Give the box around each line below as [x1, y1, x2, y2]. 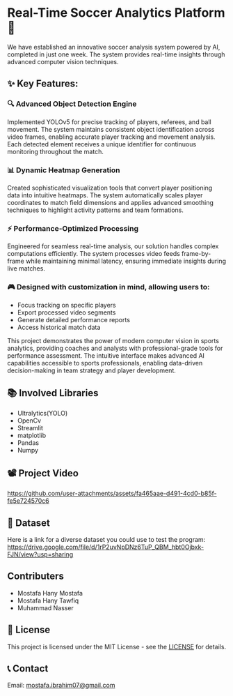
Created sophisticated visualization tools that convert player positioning [7, 183, 213, 192]
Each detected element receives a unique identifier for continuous [7, 139, 197, 148]
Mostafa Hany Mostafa [17, 589, 83, 597]
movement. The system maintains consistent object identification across [7, 125, 215, 133]
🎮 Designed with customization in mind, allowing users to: [7, 282, 210, 292]
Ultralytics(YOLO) [17, 409, 68, 418]
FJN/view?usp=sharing [7, 550, 74, 559]
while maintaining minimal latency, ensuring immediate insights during [25, 257, 227, 266]
